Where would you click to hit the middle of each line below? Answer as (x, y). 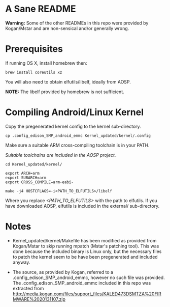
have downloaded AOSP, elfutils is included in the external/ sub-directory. (82, 206)
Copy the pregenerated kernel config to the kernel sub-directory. (73, 126)
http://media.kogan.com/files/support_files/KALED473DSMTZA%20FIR (87, 294)
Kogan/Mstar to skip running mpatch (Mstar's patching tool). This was (86, 246)
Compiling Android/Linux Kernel (74, 112)
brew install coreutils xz (34, 72)
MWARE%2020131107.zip (39, 299)
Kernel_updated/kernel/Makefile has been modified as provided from (84, 240)
